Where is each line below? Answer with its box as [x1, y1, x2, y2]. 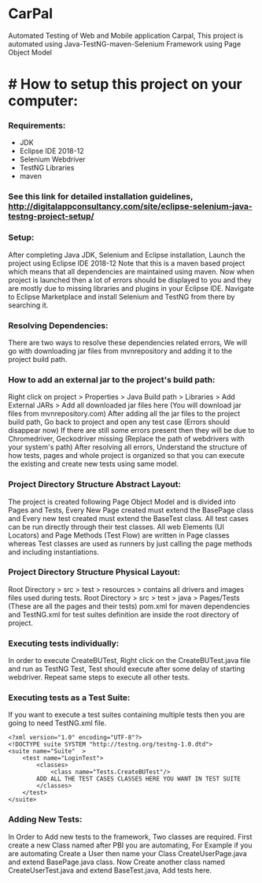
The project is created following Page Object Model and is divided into [8, 497, 236, 506]
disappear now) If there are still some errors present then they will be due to [8, 426, 255, 435]
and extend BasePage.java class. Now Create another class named [8, 857, 226, 866]
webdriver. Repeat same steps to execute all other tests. [8, 672, 190, 682]
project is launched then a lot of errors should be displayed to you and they [8, 275, 252, 285]
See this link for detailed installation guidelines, [8, 191, 194, 202]
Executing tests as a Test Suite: [8, 692, 131, 703]
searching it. [8, 300, 49, 310]
